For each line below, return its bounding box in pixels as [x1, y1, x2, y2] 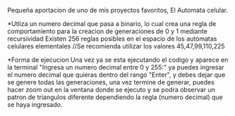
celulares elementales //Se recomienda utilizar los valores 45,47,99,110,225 [7, 42, 225, 50]
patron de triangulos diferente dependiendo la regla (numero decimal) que [7, 93, 224, 101]
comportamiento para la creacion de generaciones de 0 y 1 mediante [7, 27, 208, 35]
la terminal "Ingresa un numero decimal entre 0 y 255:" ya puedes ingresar [7, 63, 224, 71]
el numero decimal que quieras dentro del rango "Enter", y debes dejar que [7, 70, 226, 79]
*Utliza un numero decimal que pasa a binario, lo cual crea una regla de [7, 20, 217, 27]
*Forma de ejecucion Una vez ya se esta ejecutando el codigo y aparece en [7, 56, 229, 64]
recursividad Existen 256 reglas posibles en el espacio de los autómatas [7, 34, 217, 43]
